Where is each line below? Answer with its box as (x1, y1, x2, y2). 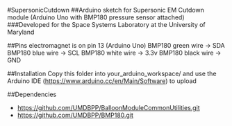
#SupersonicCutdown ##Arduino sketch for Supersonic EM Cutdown (7, 6, 205, 14)
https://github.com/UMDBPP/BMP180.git (17, 111, 134, 119)
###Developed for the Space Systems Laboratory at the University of (7, 21, 206, 28)
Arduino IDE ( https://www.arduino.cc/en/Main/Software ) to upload (7, 77, 197, 85)
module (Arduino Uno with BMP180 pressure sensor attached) (7, 13, 185, 21)
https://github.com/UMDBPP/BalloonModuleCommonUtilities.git (17, 104, 200, 111)
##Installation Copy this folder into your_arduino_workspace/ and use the (7, 69, 217, 78)
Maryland (7, 28, 35, 36)
